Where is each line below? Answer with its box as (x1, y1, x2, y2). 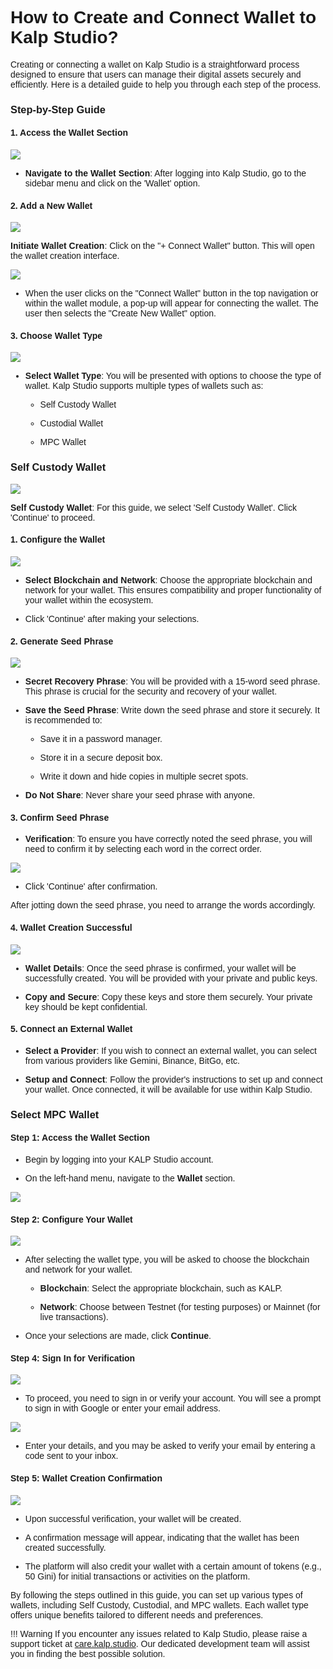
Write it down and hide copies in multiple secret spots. (39, 771, 249, 782)
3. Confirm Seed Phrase (10, 812, 110, 823)
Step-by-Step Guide (10, 103, 106, 116)
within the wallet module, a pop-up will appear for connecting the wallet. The (24, 298, 319, 309)
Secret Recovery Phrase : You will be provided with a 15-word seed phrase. (24, 676, 321, 687)
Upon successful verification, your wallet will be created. (24, 1513, 242, 1524)
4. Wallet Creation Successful (10, 922, 133, 933)
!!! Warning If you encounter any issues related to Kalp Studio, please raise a (10, 1628, 308, 1639)
